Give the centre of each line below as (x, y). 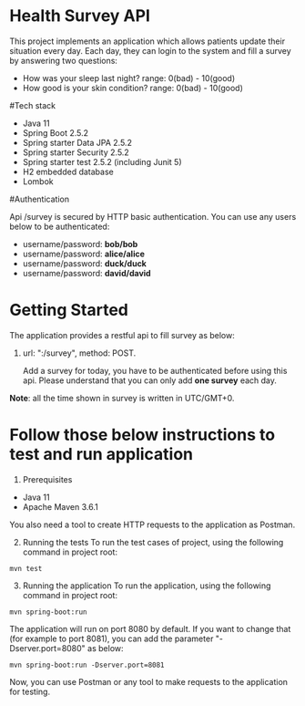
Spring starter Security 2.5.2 (76, 152)
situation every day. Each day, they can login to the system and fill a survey (150, 50)
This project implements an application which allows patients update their (147, 41)
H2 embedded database (68, 171)
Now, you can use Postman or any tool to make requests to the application (149, 681)
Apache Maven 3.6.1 (60, 506)
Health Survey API (80, 16)
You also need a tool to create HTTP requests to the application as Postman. (152, 524)
